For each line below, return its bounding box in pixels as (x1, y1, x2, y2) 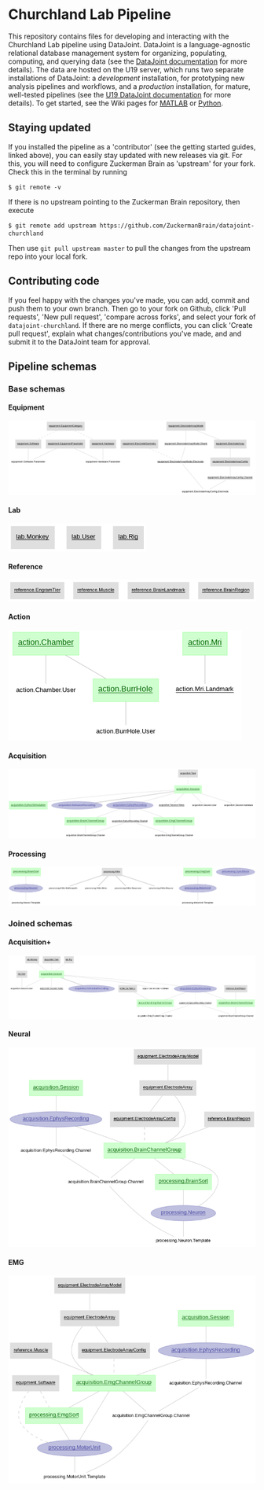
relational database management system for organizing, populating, (8, 48, 227, 57)
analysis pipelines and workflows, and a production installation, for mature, (8, 81, 251, 91)
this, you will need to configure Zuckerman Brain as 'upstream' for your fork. (8, 159, 255, 168)
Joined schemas (8, 918, 73, 929)
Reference (8, 562, 43, 572)
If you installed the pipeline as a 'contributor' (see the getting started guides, (8, 142, 256, 151)
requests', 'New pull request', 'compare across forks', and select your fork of (8, 312, 256, 322)
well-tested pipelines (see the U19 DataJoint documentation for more (8, 90, 232, 99)
